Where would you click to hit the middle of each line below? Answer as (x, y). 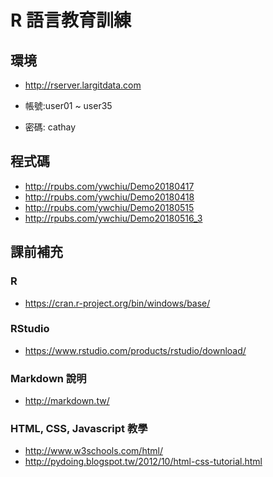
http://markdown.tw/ (67, 401)
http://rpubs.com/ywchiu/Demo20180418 (109, 197)
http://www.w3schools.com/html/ (93, 451)
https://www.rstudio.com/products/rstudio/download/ (135, 350)
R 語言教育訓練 (71, 20)
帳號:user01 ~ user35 (68, 105)
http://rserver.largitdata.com (83, 85)
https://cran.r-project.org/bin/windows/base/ (117, 303)
